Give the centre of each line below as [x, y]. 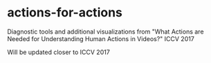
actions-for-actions [65, 13]
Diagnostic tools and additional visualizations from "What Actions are [105, 32]
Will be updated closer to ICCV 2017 [59, 52]
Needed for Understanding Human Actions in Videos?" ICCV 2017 [101, 38]
